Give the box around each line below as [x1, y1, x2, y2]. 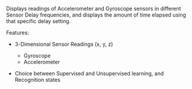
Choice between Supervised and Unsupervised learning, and [14, 70, 164, 77]
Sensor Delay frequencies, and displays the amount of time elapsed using [6, 11, 187, 18]
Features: [6, 29, 30, 36]
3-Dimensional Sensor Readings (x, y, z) [14, 41, 114, 47]
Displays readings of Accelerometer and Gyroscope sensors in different [6, 5, 181, 12]
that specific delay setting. [6, 18, 71, 24]
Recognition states [14, 77, 60, 83]
